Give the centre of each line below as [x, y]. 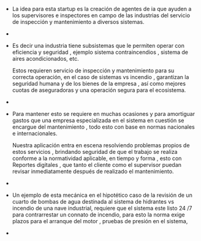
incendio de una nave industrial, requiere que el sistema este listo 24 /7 [102, 208]
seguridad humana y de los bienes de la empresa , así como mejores [99, 83]
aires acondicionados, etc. [45, 59]
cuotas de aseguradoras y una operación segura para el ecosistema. [99, 90]
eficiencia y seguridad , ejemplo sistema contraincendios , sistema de [100, 52]
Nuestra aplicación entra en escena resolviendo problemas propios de [101, 145]
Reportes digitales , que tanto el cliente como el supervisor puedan [97, 165]
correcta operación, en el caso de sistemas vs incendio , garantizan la [100, 77]
